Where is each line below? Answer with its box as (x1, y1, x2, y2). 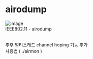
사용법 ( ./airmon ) (5, 48, 42, 54)
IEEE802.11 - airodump (5, 25, 52, 32)
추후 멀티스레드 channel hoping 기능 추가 (5, 42, 88, 48)
